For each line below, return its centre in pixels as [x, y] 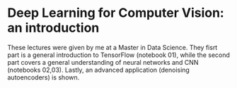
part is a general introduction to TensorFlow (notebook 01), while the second [118, 55]
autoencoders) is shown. [44, 77]
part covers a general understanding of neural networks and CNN [103, 62]
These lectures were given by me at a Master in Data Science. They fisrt [112, 47]
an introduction [53, 28]
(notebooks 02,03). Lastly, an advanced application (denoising [98, 70]
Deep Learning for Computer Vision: [116, 13]
